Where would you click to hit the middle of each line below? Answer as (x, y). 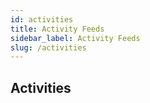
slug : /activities (48, 47)
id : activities (42, 19)
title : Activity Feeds (57, 29)
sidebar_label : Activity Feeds (75, 38)
